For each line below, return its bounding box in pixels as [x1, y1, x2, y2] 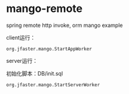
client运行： [6, 34, 36, 41]
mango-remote [6, 2, 82, 16]
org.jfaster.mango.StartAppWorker [6, 46, 93, 52]
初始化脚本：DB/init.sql [6, 69, 63, 77]
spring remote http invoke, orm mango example [6, 22, 123, 29]
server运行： [6, 57, 38, 64]
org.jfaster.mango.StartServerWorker [6, 81, 100, 88]
